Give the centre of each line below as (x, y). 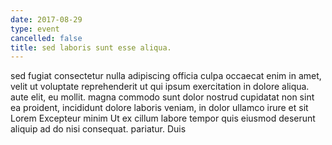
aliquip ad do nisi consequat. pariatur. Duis (98, 129)
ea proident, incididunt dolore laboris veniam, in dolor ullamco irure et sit (159, 108)
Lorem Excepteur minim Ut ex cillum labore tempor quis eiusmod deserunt (163, 118)
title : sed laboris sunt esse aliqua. (91, 47)
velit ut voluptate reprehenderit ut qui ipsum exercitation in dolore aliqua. (160, 87)
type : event (35, 29)
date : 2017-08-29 (46, 19)
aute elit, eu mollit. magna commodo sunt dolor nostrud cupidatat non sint (162, 97)
